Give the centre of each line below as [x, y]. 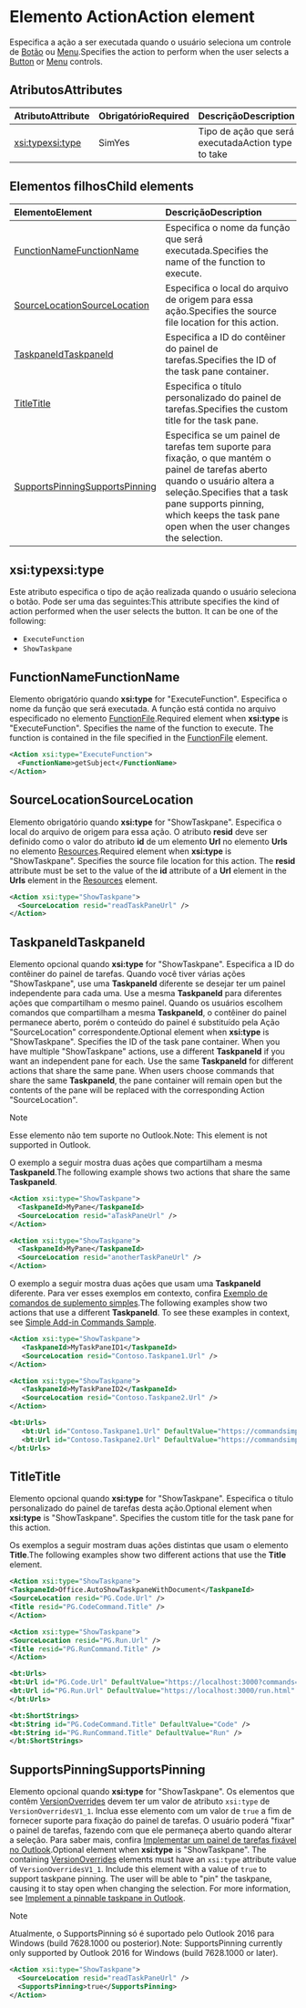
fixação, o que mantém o [218, 458]
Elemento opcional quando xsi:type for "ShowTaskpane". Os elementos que [152, 1792]
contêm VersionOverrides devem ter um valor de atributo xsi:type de [140, 1801]
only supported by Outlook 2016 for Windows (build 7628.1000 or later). [144, 1953]
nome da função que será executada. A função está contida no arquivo [143, 709]
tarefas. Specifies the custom [227, 409]
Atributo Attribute [52, 116]
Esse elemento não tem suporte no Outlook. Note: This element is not [138, 1135]
